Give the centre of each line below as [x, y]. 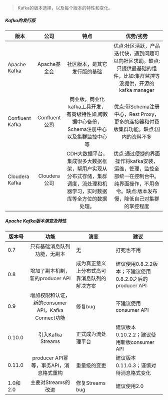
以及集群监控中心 [87, 136]
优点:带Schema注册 [137, 106]
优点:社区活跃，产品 [136, 46]
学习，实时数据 [90, 191]
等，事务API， [48, 365]
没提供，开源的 [137, 83]
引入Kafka [50, 334]
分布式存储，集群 [87, 176]
